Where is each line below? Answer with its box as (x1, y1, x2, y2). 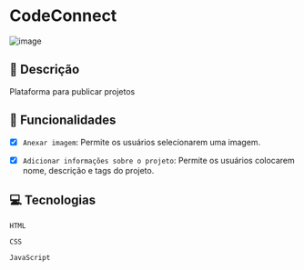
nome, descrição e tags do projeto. (22, 165, 155, 175)
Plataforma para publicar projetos (9, 85, 136, 96)
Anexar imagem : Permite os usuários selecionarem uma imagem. (22, 136, 261, 147)
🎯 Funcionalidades (9, 113, 117, 128)
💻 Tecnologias (9, 193, 96, 208)
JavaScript (9, 253, 51, 262)
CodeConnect (9, 5, 117, 26)
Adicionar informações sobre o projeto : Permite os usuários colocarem (22, 155, 296, 165)
